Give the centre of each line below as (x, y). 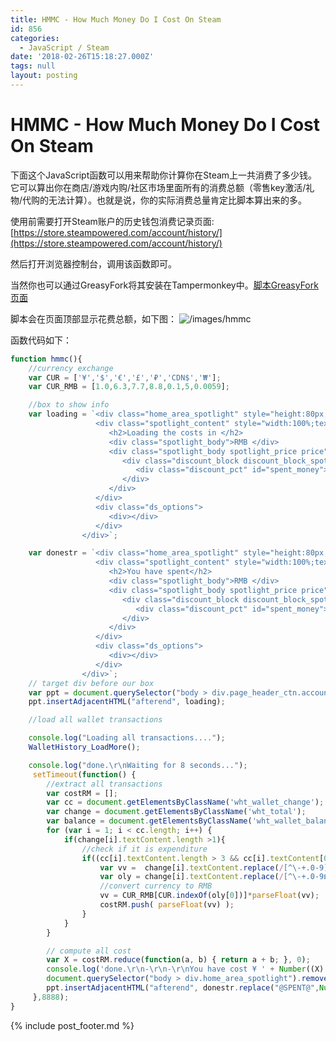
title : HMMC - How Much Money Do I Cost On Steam (116, 19)
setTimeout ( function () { (84, 774)
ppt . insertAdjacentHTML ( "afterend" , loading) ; (127, 702)
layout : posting (44, 76)
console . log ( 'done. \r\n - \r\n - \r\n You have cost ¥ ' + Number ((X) (185, 969)
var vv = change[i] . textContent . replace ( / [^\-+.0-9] (214, 867)
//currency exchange (71, 368)
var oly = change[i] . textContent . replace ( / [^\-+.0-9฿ (214, 877)
